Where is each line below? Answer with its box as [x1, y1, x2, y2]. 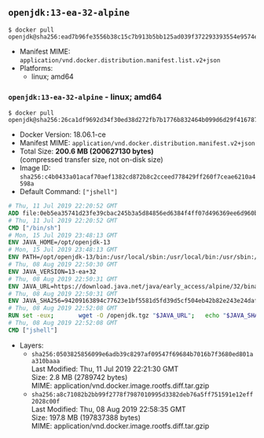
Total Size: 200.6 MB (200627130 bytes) [19, 146, 155, 156]
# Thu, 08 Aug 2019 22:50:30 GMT [8, 260, 118, 269]
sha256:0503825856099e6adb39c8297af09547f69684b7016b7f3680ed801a [31, 350, 254, 358]
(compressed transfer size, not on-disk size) [19, 155, 163, 164]
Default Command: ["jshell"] [19, 187, 118, 197]
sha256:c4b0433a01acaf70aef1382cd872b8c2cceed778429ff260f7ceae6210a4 [19, 173, 256, 181]
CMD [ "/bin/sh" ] [8, 224, 61, 232]
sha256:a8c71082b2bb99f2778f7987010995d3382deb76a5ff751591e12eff [31, 390, 254, 399]
